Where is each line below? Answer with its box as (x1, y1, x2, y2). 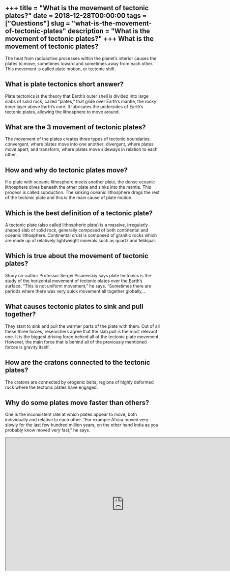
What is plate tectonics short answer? (5, 80, 124, 88)
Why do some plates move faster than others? (5, 398, 149, 407)
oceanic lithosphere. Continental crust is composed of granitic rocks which (5, 232, 157, 238)
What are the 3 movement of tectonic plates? (5, 123, 146, 132)
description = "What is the (67, 27, 150, 35)
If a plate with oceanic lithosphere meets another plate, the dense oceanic (5, 179, 155, 185)
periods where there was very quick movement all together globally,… (5, 288, 146, 294)
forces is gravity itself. (5, 344, 50, 350)
